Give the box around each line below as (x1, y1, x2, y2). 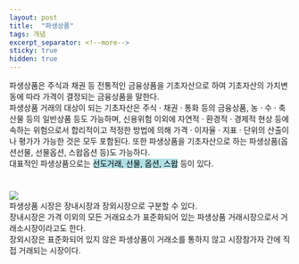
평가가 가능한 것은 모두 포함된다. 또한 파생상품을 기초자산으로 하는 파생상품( (18, 136, 281, 146)
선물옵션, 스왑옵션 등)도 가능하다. (35, 147, 150, 157)
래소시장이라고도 (9, 223, 68, 233)
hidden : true (9, 54, 58, 63)
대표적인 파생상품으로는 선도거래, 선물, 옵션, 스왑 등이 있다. (9, 158, 214, 169)
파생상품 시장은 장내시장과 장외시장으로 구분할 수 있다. (9, 201, 198, 210)
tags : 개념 (9, 29, 46, 38)
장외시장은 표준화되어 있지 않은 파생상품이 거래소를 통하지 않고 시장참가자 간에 (9, 234, 281, 244)
